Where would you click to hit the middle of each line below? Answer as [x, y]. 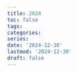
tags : [15, 26]
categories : [24, 33]
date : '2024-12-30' [35, 45]
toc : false [23, 20]
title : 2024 [24, 13]
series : [18, 39]
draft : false [26, 58]
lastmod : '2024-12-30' [40, 52]
